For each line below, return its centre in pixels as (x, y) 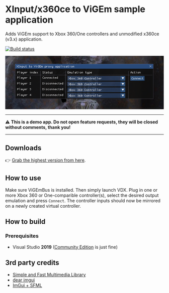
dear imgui (24, 280)
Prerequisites (22, 236)
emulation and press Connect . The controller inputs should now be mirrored (83, 200)
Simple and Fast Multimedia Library (49, 275)
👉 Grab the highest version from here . (46, 160)
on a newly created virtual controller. (43, 206)
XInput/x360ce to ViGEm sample (75, 9)
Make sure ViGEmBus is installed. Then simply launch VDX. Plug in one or (81, 190)
